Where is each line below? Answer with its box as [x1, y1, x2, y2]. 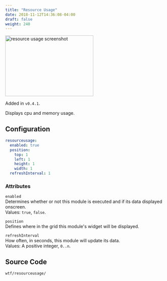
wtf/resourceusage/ [5, 271, 46, 276]
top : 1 [14, 152, 28, 157]
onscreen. [5, 204, 26, 210]
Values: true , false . [5, 209, 46, 216]
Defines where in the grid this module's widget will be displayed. [5, 224, 140, 230]
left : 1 [14, 157, 30, 162]
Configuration [5, 124, 50, 133]
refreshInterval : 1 [10, 171, 51, 176]
